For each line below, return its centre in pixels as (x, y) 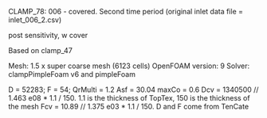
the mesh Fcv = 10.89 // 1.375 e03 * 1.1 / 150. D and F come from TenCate (129, 107)
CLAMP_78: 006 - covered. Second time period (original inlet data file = (126, 11)
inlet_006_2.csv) (35, 20)
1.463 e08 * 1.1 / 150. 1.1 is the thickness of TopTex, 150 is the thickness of (129, 98)
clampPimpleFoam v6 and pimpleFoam (72, 74)
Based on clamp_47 (41, 50)
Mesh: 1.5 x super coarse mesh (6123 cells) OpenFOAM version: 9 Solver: (129, 66)
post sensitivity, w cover (48, 35)
